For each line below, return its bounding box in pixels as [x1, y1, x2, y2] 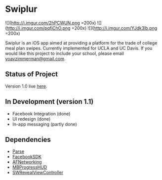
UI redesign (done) [12, 116, 51, 122]
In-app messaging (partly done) [12, 121, 78, 127]
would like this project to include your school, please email [5, 50, 124, 56]
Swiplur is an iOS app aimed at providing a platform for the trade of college [5, 40, 158, 45]
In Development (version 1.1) [5, 97, 94, 106]
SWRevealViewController [12, 170, 63, 176]
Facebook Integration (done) [12, 110, 71, 117]
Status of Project [5, 70, 58, 79]
